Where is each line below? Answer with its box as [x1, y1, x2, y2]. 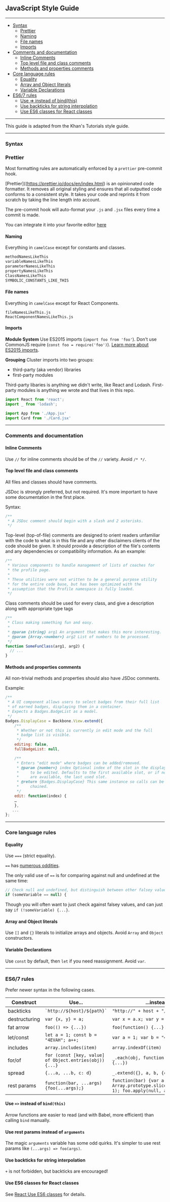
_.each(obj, [112, 1055, 141, 1060]
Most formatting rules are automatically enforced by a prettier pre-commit [5, 166, 162, 172]
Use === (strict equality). [5, 853, 56, 859]
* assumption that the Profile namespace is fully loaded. [7, 586, 135, 591]
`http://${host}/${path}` [45, 1008, 107, 1014]
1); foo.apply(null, [112, 1088, 162, 1093]
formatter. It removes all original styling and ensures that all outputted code [5, 186, 162, 192]
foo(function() [112, 1024, 149, 1030]
